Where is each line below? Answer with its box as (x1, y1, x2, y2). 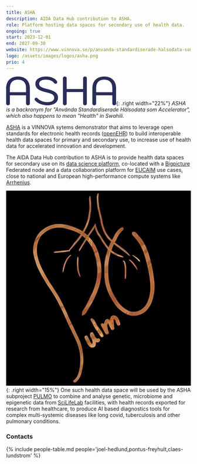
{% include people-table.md (6, 446, 74, 453)
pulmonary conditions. (6, 418, 60, 425)
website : (6, 47, 28, 53)
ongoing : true (6, 28, 41, 34)
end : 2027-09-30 (6, 41, 46, 47)
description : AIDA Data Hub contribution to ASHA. (6, 15, 133, 22)
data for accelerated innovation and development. (6, 142, 127, 150)
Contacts (6, 433, 33, 441)
